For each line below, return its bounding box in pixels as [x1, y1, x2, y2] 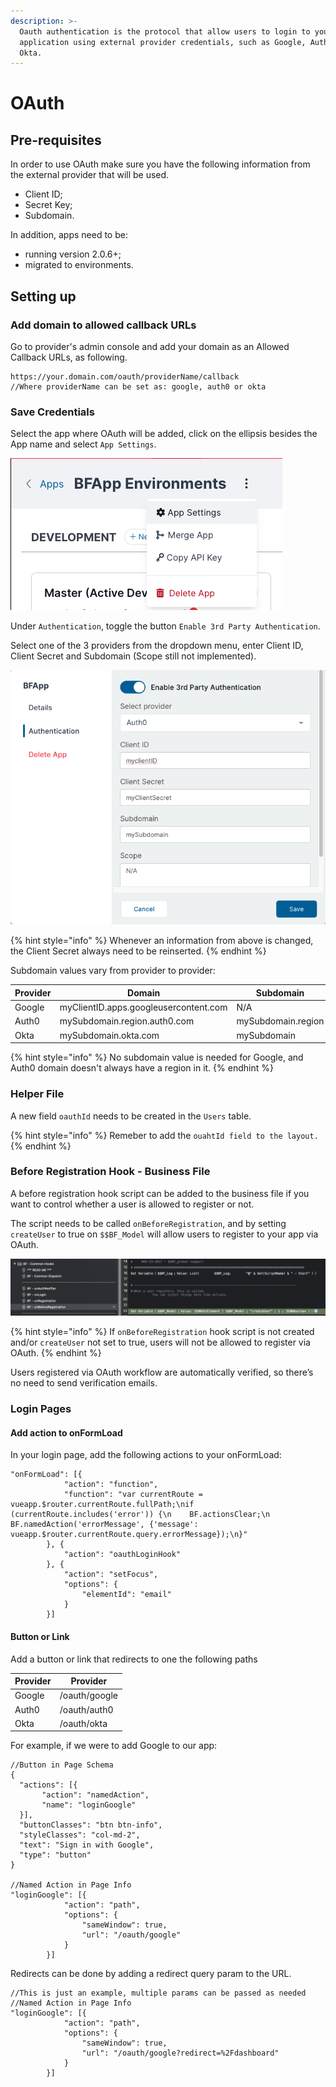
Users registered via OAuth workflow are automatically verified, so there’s [10, 1366, 314, 1379]
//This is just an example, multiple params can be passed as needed [10, 1988, 307, 1999]
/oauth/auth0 [59, 1703, 114, 1715]
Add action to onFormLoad [10, 1426, 123, 1439]
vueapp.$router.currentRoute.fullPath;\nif [10, 1500, 195, 1510]
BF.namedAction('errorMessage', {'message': [10, 1520, 199, 1530]
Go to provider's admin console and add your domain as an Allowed [10, 340, 290, 352]
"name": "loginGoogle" [41, 1800, 137, 1810]
